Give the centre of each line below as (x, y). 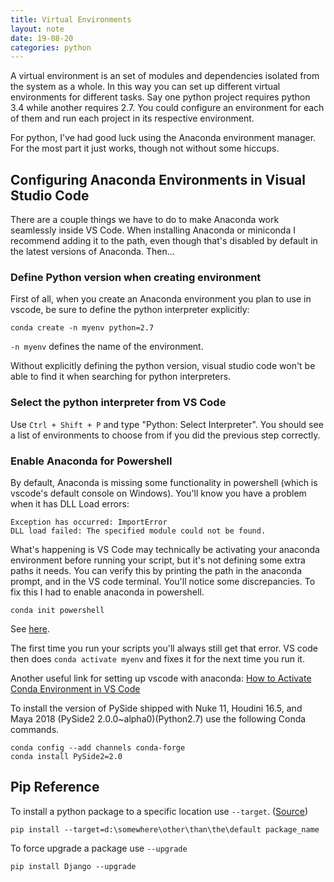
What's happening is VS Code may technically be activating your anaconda (165, 549)
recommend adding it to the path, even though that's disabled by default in (164, 241)
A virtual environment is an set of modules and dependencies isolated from (165, 76)
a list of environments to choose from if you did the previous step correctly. (165, 435)
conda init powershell (57, 610)
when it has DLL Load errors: (70, 503)
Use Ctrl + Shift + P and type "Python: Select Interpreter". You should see (167, 424)
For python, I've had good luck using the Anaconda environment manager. (163, 138)
